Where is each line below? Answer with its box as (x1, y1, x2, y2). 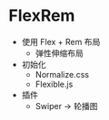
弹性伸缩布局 (35, 47, 84, 59)
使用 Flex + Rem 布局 (21, 36, 101, 47)
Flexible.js (35, 78, 74, 89)
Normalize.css (35, 69, 90, 79)
